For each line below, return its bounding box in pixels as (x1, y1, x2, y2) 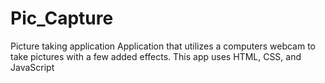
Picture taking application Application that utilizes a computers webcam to (10, 40, 316, 52)
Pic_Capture (10, 7, 114, 30)
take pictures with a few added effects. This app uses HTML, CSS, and (10, 50, 302, 62)
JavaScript (10, 61, 55, 73)
